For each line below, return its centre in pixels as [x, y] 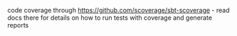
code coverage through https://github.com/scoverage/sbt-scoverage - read [118, 10]
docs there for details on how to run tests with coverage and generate [110, 18]
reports [18, 25]
